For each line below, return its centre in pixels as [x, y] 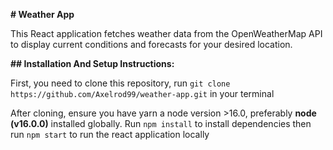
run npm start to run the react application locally [110, 134]
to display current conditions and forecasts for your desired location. [151, 44]
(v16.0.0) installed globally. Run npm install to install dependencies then [161, 123]
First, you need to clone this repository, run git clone [120, 83]
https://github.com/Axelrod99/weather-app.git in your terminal [142, 93]
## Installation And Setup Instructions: [92, 63]
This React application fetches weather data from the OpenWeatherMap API [166, 33]
